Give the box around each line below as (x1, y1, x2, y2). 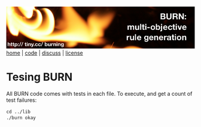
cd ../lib (6, 108, 31, 114)
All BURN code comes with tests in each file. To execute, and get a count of (6, 90, 193, 97)
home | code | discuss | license (6, 49, 84, 56)
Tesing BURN (6, 70, 73, 84)
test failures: (6, 96, 37, 104)
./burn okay (6, 114, 36, 120)
